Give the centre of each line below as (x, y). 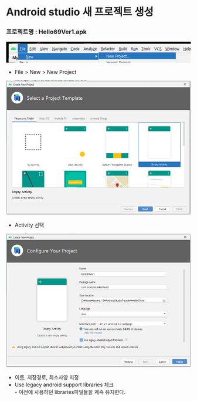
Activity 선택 (29, 225)
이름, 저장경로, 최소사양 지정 (47, 378)
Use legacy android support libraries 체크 (64, 385)
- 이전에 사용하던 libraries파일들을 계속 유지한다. (70, 392)
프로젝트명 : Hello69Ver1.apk (46, 32)
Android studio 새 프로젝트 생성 (80, 12)
